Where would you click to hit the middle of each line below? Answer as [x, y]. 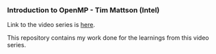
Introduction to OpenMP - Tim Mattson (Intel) [83, 10]
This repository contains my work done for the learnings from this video [108, 38]
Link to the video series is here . [51, 25]
